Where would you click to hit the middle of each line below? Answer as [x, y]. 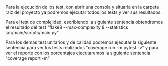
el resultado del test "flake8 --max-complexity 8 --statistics [67, 27]
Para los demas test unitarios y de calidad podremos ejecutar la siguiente [81, 42]
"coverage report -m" [28, 58]
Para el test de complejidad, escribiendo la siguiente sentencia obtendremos [84, 22]
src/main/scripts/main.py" [32, 33]
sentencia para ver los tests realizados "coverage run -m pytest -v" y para [82, 47]
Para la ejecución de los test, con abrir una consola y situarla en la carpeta [82, 7]
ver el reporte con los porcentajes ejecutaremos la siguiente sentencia [78, 53]
